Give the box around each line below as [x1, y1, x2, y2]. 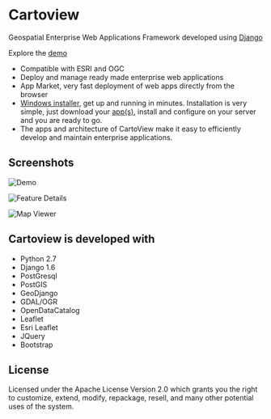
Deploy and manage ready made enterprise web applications [19, 72, 224, 82]
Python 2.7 [19, 253, 57, 264]
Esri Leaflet [19, 322, 58, 332]
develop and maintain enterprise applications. [19, 132, 173, 142]
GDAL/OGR [19, 297, 58, 307]
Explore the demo [8, 48, 67, 57]
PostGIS [19, 279, 48, 289]
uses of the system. [8, 402, 74, 412]
